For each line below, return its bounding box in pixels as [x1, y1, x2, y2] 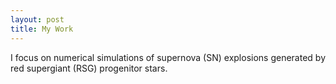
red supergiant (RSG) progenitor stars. [10, 62, 168, 74]
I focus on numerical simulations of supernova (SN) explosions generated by [10, 51, 326, 63]
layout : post [10, 14, 65, 25]
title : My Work [10, 24, 74, 34]
